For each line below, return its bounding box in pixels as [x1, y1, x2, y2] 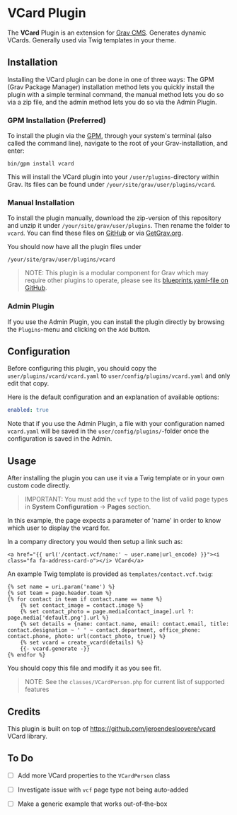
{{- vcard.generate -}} [20, 645, 91, 652]
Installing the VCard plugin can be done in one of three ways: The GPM [7, 75, 214, 83]
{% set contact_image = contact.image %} [20, 602, 144, 609]
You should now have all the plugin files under [7, 243, 141, 251]
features [24, 685, 50, 694]
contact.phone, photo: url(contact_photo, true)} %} [7, 633, 166, 640]
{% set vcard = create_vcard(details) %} [20, 639, 144, 647]
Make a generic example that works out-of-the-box [17, 799, 168, 808]
